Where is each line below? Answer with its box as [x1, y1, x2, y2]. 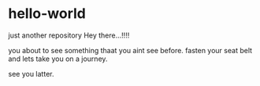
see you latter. [8, 69, 54, 78]
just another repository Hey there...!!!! [8, 30, 130, 40]
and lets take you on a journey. [8, 54, 108, 63]
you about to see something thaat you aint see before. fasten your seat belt [8, 45, 253, 55]
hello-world [8, 5, 87, 23]
